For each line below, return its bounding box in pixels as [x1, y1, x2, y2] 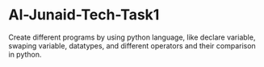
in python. [8, 49, 42, 59]
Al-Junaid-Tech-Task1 [8, 6, 160, 24]
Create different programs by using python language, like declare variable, [8, 32, 256, 42]
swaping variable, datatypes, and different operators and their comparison [8, 40, 256, 50]
